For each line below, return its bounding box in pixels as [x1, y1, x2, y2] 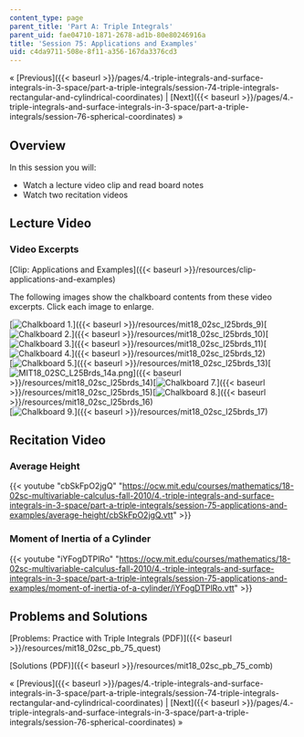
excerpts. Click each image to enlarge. [9, 300, 154, 311]
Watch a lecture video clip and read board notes [22, 179, 204, 190]
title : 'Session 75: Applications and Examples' [9, 38, 198, 48]
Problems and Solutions [9, 609, 148, 624]
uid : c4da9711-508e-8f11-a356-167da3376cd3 [9, 47, 178, 57]
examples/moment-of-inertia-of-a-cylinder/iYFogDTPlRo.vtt [9, 582, 235, 594]
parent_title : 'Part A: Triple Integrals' [9, 22, 173, 31]
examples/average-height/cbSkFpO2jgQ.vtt [9, 510, 173, 521]
